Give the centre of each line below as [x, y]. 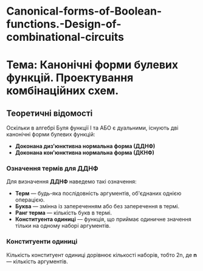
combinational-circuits [65, 37]
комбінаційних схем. [63, 91]
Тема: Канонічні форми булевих [92, 65]
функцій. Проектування [70, 78]
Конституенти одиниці [42, 242]
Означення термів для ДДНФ [52, 169]
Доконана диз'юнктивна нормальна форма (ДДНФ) [85, 146]
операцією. [30, 200]
